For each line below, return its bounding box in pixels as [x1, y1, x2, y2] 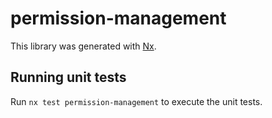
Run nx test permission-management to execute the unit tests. [10, 95, 263, 107]
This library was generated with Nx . [10, 40, 157, 52]
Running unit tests [10, 69, 127, 86]
